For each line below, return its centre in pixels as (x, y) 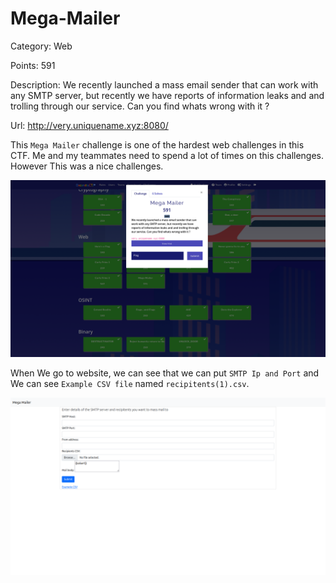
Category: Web (41, 46)
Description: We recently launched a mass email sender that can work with (164, 84)
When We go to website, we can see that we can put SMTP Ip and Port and (165, 373)
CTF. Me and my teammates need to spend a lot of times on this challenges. (167, 155)
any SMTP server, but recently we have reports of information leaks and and (167, 95)
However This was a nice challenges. (87, 166)
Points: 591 (33, 65)
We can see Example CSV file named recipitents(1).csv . (130, 384)
